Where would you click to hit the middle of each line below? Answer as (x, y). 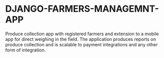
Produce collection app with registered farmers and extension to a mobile (82, 34)
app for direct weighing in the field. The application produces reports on (81, 39)
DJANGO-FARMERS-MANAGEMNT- (82, 9)
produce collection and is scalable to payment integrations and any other (82, 44)
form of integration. (26, 50)
